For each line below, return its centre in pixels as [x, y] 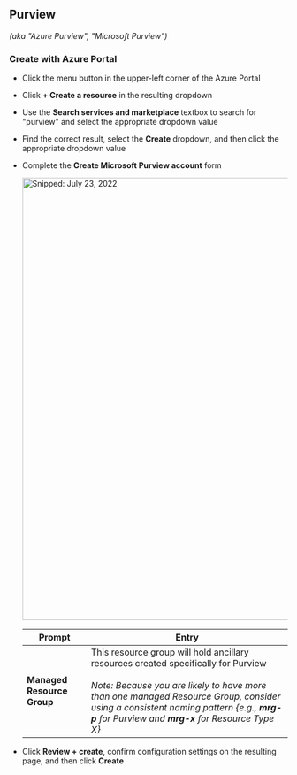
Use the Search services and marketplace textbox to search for [139, 112]
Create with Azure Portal [63, 58]
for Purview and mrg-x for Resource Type [187, 718]
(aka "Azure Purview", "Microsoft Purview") [88, 35]
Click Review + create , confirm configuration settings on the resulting [149, 752]
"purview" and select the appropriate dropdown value [120, 122]
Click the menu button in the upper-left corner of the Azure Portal [141, 78]
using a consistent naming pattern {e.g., [174, 708]
